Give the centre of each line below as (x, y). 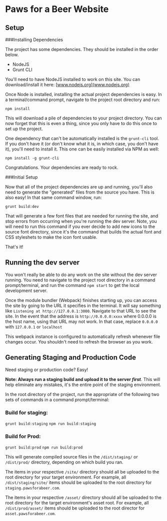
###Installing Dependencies (34, 39)
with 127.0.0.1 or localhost (34, 326)
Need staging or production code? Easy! (47, 369)
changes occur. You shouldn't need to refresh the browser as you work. (79, 341)
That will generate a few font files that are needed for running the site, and (82, 216)
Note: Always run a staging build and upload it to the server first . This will (83, 379)
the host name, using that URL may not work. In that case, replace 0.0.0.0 (82, 321)
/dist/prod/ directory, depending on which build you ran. (64, 462)
